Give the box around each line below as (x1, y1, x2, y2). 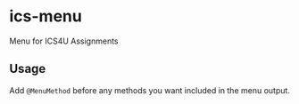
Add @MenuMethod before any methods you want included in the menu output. (9, 84, 290, 95)
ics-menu (9, 6, 82, 27)
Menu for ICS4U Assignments (9, 36, 119, 46)
